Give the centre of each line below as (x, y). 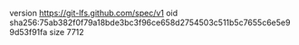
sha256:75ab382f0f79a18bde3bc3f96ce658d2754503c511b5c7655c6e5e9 (150, 22)
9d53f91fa (29, 32)
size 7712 (67, 32)
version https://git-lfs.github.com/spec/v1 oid (94, 13)
